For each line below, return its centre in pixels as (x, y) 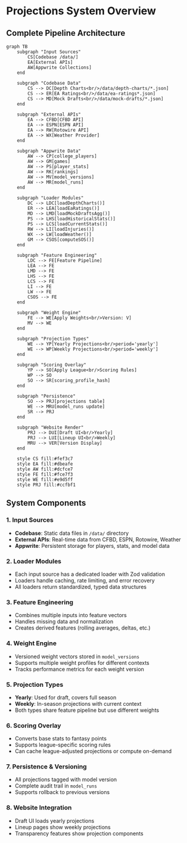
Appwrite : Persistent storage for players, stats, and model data (92, 546)
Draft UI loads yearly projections (54, 820)
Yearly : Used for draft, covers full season (66, 697)
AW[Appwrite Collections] (60, 67)
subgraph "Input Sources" (49, 52)
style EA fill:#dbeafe (45, 464)
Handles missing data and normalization (64, 622)
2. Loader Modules (34, 561)
